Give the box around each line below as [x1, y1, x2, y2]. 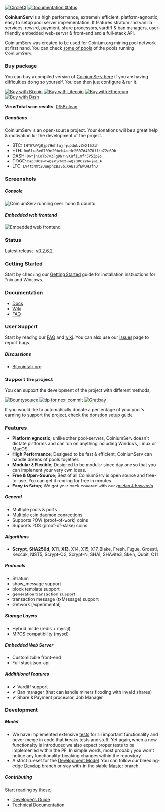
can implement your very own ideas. [12, 467, 86, 473]
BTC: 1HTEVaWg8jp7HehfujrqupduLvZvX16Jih [12, 142, 99, 148]
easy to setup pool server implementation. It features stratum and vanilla [5, 20, 152, 25]
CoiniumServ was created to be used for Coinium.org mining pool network [5, 40, 156, 46]
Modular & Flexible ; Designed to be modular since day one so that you [12, 461, 156, 468]
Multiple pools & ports [12, 506, 57, 512]
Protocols [5, 563, 26, 569]
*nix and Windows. [5, 276, 43, 282]
